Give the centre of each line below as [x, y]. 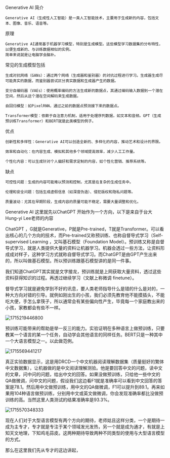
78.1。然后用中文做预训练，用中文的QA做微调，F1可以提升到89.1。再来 [87, 387]
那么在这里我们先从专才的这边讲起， [43, 450]
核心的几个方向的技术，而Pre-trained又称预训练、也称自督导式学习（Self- [86, 235]
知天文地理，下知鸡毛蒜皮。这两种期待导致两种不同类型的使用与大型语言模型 [85, 433]
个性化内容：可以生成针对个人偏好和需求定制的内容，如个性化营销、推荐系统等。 [77, 161]
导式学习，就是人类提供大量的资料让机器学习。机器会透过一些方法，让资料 [83, 248]
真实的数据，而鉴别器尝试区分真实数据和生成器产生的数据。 [65, 81]
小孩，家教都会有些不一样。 [34, 308]
